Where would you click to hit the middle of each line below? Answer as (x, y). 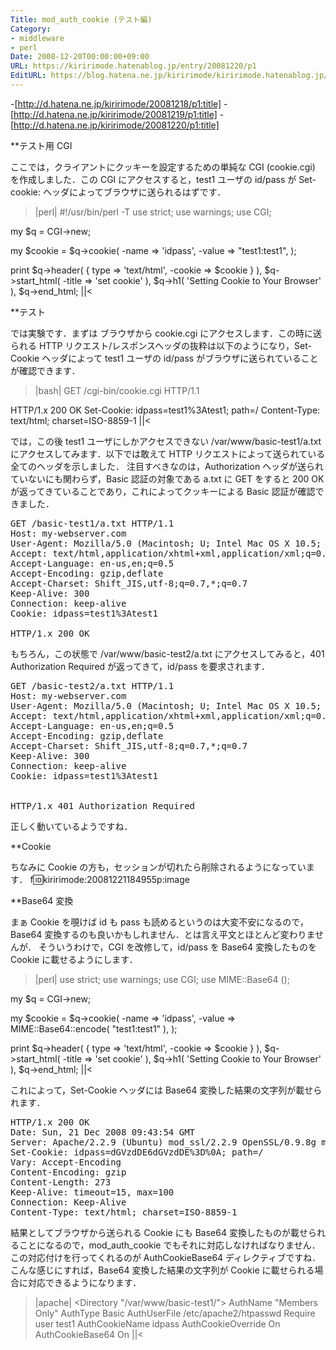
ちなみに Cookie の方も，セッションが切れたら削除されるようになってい (158, 867)
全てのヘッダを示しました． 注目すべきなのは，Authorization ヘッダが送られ (167, 466)
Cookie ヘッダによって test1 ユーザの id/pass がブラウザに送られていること (164, 358)
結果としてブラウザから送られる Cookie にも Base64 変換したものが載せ (159, 1232)
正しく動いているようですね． (71, 826)
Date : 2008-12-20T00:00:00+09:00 (80, 57)
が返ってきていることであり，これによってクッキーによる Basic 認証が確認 (163, 491)
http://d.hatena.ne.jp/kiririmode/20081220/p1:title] (116, 125)
